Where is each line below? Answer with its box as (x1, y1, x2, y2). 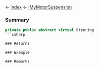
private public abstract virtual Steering (5, 28, 94, 33)
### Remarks (5, 59, 30, 64)
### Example (5, 50, 30, 55)
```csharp (5, 32, 26, 37)
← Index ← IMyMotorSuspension (5, 4, 72, 10)
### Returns (5, 41, 30, 46)
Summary (5, 16, 30, 23)
